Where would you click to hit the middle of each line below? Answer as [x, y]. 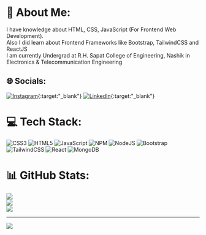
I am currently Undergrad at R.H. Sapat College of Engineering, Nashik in [98, 55]
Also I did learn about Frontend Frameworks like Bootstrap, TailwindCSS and [103, 42]
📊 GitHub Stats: [48, 175]
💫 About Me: [39, 13]
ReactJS [17, 49]
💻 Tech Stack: [44, 121]
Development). [25, 35]
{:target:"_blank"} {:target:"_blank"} [96, 96]
